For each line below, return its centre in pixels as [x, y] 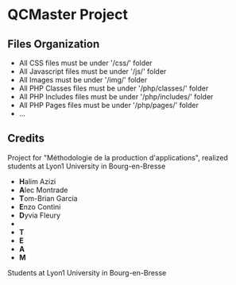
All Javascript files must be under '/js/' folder [93, 71]
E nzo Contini [40, 206]
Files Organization [54, 44]
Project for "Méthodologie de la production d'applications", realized [118, 157]
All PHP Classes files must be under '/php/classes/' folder [114, 88]
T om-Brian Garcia [48, 198]
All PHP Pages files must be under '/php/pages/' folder [109, 105]
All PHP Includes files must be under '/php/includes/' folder [116, 96]
